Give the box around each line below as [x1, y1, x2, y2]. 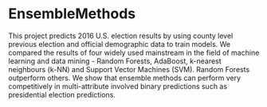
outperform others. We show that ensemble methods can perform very [8, 73, 241, 82]
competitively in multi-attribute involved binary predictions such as [8, 81, 228, 91]
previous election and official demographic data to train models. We [8, 39, 231, 48]
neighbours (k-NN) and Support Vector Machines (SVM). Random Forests [8, 64, 250, 74]
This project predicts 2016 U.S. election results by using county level [8, 31, 234, 40]
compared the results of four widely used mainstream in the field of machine [8, 48, 260, 57]
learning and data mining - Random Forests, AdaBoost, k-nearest [8, 56, 222, 66]
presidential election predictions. [8, 90, 116, 99]
